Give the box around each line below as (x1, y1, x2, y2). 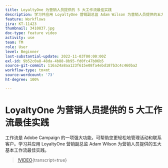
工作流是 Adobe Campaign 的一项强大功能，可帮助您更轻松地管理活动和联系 (5, 134, 162, 140)
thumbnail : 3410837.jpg (5, 26, 55, 31)
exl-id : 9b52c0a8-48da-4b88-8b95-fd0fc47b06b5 (5, 58, 104, 63)
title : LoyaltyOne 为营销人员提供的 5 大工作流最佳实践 (5, 7, 112, 12)
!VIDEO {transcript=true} (17, 157, 67, 163)
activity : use (5, 35, 35, 40)
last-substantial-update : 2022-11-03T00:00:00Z (5, 53, 106, 59)
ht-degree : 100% (5, 77, 39, 82)
